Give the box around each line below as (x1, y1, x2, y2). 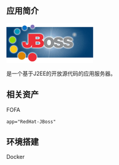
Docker (6, 153, 25, 161)
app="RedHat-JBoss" (6, 119, 56, 125)
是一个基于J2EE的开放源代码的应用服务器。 (6, 70, 117, 77)
